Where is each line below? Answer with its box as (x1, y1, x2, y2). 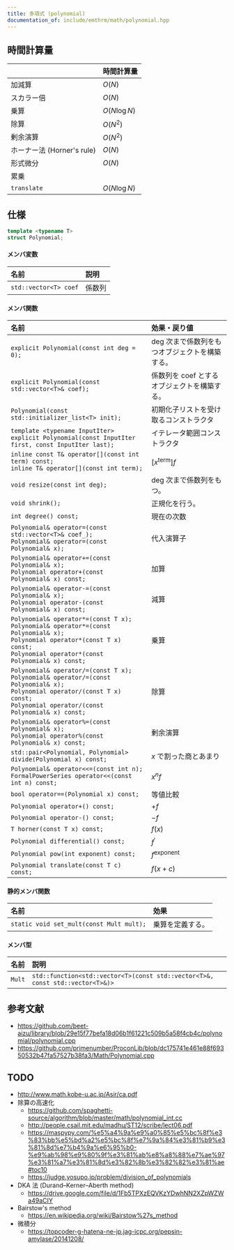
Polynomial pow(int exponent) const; (10, 850, 136, 858)
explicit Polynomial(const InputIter (10, 434, 136, 442)
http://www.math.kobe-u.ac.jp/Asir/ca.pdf (17, 1090, 138, 1098)
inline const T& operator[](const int (10, 450, 139, 459)
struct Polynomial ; (7, 234, 64, 241)
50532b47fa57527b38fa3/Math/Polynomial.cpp (17, 1051, 155, 1060)
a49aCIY (27, 1196, 54, 1205)
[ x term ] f (151, 456, 176, 467)
